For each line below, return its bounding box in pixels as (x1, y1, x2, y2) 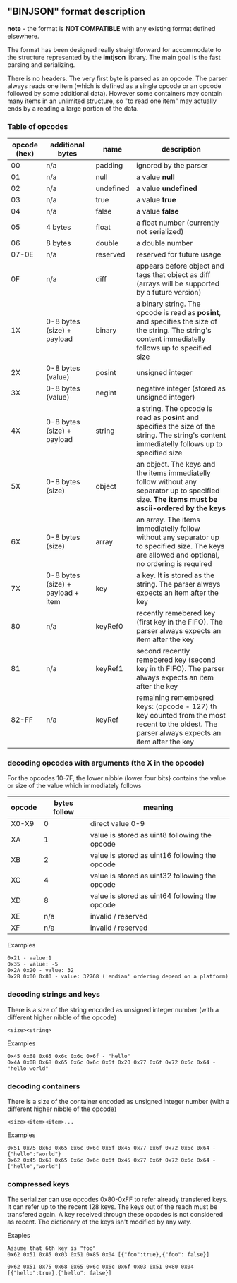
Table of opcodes (7, 121, 68, 131)
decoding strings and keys (7, 990, 101, 1000)
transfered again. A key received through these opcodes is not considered (7, 1210, 224, 1219)
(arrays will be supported (136, 278, 220, 288)
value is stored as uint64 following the (90, 891, 217, 901)
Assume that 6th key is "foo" (7, 1245, 97, 1252)
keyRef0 (95, 622, 123, 632)
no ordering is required (136, 559, 212, 569)
